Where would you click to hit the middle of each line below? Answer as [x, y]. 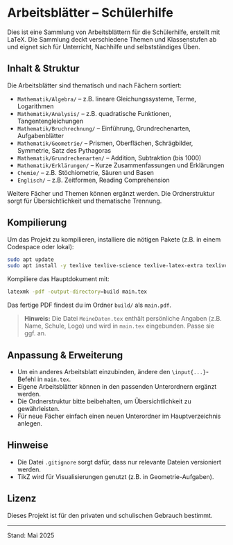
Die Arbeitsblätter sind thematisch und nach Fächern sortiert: [95, 85]
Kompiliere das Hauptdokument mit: [58, 279]
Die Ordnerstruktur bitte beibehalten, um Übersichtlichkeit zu [104, 401]
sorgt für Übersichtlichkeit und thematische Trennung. [85, 201]
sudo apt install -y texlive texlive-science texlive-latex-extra [105, 266]
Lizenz [22, 499]
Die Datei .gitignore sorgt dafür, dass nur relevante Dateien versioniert [119, 462]
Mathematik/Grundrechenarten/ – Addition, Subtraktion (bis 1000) [109, 158]
